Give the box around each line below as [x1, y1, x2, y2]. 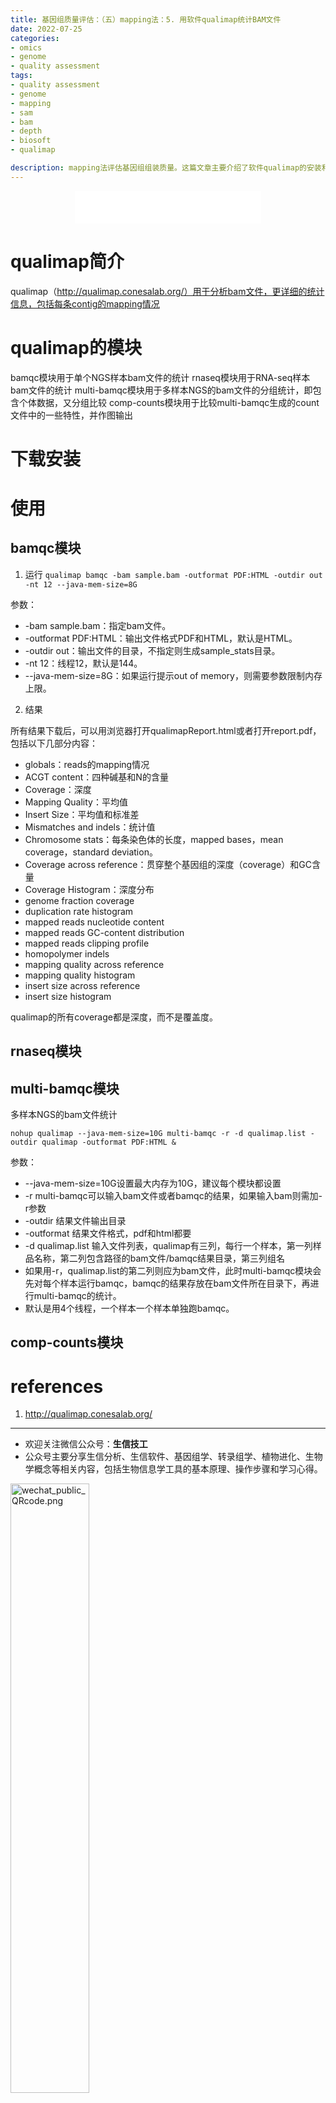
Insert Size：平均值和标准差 [24, 808, 140, 820]
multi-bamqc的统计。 [33, 1290, 122, 1302]
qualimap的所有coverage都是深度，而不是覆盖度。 [10, 1011, 218, 1023]
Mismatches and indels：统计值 [24, 821, 156, 833]
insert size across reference [24, 979, 141, 991]
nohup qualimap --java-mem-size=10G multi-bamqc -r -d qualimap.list [10, 1129, 307, 1139]
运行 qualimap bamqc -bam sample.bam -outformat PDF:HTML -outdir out [24, 568, 323, 580]
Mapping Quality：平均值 [24, 796, 128, 808]
